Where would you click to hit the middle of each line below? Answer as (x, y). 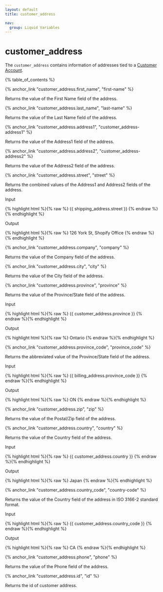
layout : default (21, 10)
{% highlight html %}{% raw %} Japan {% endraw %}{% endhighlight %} (79, 481)
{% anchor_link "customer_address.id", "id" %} (52, 576)
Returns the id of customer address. (41, 586)
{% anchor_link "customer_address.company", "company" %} (67, 247)
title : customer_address (30, 14)
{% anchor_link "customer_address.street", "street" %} (60, 175)
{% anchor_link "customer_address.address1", (51, 127)
